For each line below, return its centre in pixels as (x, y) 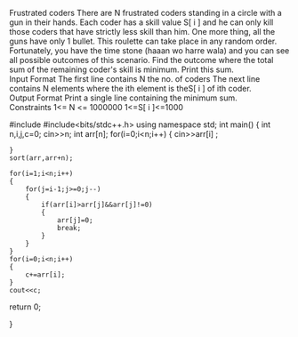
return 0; (25, 307)
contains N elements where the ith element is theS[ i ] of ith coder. (130, 88)
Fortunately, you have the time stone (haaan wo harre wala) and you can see (149, 51)
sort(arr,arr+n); (41, 158)
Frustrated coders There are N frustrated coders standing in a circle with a (145, 13)
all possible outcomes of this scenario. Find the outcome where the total (141, 60)
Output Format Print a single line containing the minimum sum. (123, 98)
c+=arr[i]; (45, 275)
